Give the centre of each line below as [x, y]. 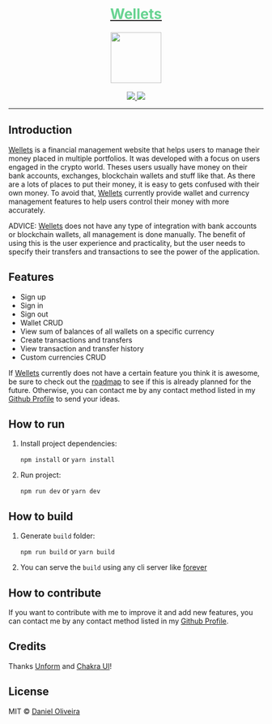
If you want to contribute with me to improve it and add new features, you [131, 612]
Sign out [34, 314]
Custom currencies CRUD [63, 357]
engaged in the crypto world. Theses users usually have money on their [128, 166]
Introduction [40, 130]
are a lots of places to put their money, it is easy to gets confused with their [134, 184]
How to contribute [55, 593]
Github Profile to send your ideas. [64, 399]
